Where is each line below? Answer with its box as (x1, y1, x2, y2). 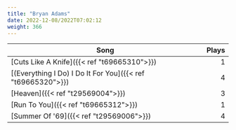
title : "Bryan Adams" (7, 10, 71, 17)
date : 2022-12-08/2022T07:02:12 (7, 17, 102, 24)
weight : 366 (7, 23, 42, 30)
